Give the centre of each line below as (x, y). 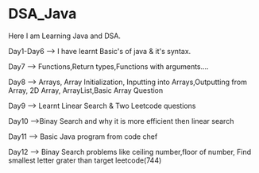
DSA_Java (43, 14)
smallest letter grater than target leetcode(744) (85, 160)
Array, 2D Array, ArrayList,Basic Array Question (86, 90)
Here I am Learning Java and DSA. (65, 36)
